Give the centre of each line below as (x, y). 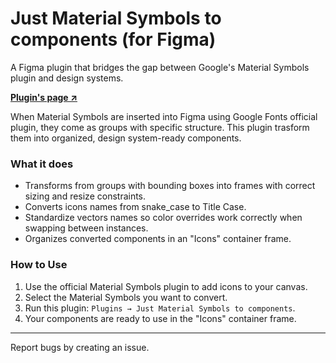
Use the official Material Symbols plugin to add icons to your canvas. (166, 286)
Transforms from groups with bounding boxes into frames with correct (170, 186)
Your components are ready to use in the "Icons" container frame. (160, 318)
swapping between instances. (86, 228)
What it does (42, 164)
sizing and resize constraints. (85, 196)
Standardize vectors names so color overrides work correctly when (163, 218)
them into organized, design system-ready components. (126, 138)
